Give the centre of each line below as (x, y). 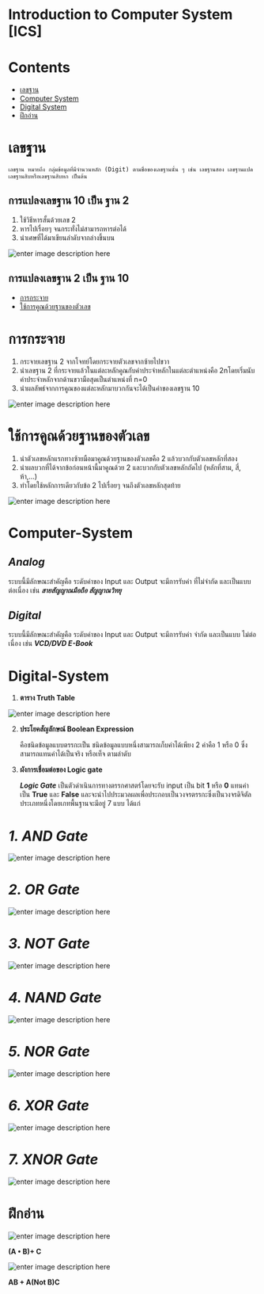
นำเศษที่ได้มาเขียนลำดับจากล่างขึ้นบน (67, 237)
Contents (40, 68)
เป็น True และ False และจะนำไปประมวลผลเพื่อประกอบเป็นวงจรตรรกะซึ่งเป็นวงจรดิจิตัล (135, 795)
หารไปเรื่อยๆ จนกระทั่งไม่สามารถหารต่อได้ (73, 228)
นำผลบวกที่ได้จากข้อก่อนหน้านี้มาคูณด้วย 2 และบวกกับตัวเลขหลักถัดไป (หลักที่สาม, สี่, (130, 467)
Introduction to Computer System (121, 15)
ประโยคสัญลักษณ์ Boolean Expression (77, 729)
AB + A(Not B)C (34, 1282)
